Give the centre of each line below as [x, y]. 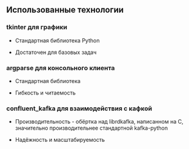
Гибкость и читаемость [45, 93]
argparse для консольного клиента [61, 68]
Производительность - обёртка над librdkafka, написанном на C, [99, 122]
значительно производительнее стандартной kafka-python [91, 128]
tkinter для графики [37, 27]
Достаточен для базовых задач [56, 52]
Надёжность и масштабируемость [60, 140]
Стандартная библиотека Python [57, 40]
